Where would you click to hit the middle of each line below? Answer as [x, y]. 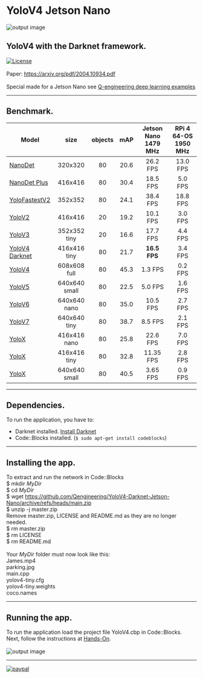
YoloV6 [20, 304]
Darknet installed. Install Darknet [56, 432]
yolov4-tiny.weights [31, 587]
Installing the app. [41, 462]
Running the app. [39, 618]
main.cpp [18, 574]
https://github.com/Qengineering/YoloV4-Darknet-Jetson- [98, 497]
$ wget [15, 497]
